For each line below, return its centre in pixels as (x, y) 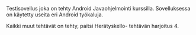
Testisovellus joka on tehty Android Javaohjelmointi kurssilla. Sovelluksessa (98, 8)
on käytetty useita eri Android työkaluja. (55, 15)
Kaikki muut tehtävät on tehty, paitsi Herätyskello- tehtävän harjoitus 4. (93, 26)
